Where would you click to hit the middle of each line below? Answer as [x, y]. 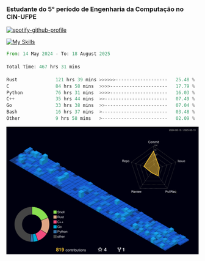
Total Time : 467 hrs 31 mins [43, 67]
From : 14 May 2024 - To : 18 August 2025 [59, 54]
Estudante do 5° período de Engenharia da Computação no [95, 9]
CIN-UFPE [21, 17]
